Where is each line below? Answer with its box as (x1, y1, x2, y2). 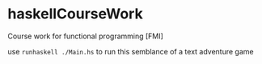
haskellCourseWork (7, 5, 143, 23)
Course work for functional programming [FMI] (7, 31, 163, 41)
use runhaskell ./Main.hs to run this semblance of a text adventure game (7, 46, 254, 56)
